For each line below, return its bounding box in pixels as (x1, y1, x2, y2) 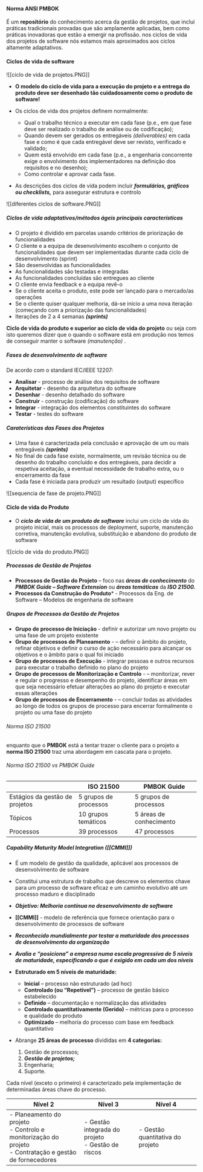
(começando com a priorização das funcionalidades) (14, 306, 147, 314)
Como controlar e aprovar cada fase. (24, 170, 116, 178)
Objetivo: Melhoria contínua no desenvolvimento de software (14, 902, 173, 909)
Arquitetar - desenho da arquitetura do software (14, 384, 137, 392)
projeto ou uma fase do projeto (14, 709, 92, 716)
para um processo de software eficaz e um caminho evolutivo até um (14, 884, 188, 891)
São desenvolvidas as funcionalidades (14, 262, 111, 269)
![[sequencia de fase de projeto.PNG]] (6, 490, 101, 497)
